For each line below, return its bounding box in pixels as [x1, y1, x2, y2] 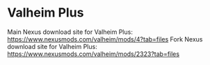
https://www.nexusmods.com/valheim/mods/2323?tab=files [7, 50, 179, 58]
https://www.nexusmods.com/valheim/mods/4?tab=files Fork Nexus [7, 35, 203, 43]
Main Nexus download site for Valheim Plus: [7, 28, 134, 36]
